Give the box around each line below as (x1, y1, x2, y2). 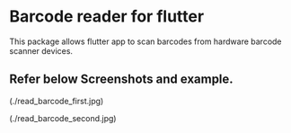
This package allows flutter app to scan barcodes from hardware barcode (9, 36, 282, 47)
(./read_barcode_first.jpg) (9, 95, 104, 106)
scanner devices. (9, 45, 74, 56)
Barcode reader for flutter (9, 6, 205, 27)
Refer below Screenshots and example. (9, 72, 234, 87)
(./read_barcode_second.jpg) (9, 112, 117, 123)
